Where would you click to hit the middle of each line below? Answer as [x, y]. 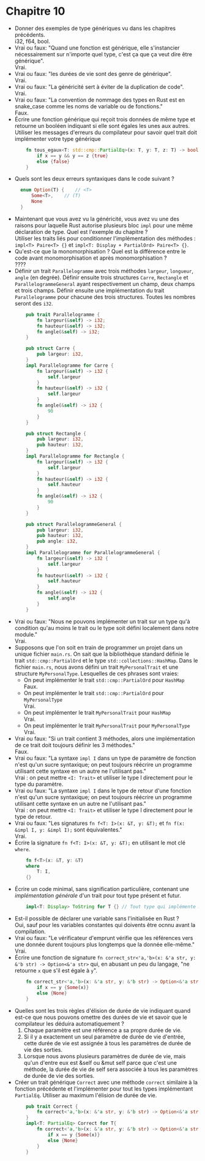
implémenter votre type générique [58, 138]
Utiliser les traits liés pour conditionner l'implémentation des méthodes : [105, 238]
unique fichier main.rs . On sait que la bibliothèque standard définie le [102, 654]
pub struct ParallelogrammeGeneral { [74, 524]
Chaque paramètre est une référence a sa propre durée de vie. [103, 1030]
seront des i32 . [34, 303]
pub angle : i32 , [58, 541]
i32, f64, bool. [32, 41]
